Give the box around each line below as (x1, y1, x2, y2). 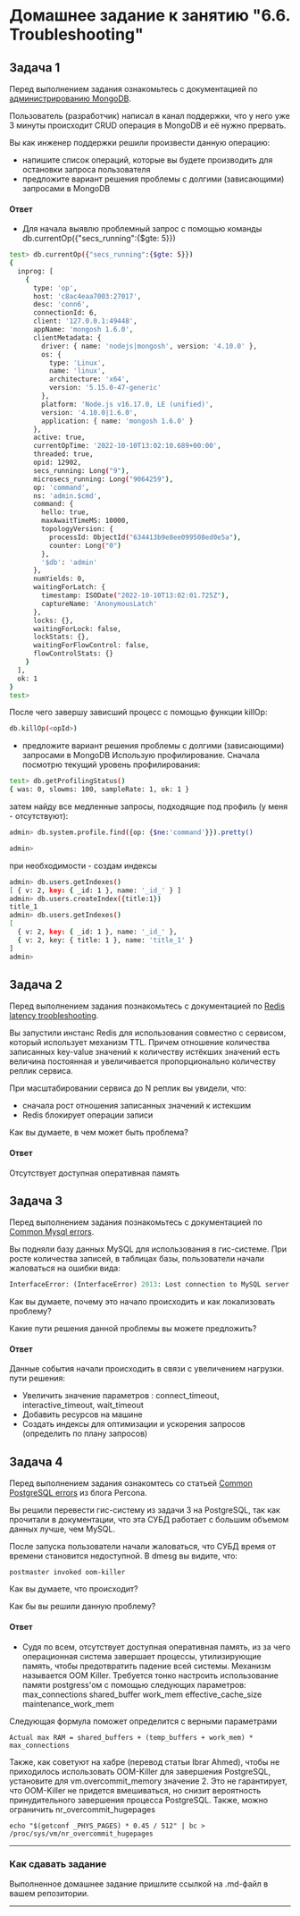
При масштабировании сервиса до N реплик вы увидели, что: (9, 1083, 247, 1093)
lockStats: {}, (32, 632, 90, 642)
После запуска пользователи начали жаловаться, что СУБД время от (9, 1541, 277, 1552)
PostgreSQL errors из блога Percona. (9, 1488, 147, 1498)
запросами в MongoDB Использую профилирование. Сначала (21, 750, 261, 761)
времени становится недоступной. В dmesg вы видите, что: (9, 1550, 238, 1561)
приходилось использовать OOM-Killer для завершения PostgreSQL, (9, 1766, 271, 1777)
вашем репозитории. (9, 1887, 89, 1898)
